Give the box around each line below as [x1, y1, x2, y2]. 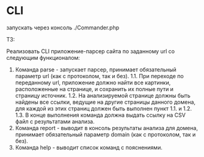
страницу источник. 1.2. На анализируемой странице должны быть [15, 92, 191, 99]
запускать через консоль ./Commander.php [6, 24, 120, 31]
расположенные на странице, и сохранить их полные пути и [15, 85, 174, 92]
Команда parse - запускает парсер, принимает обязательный [15, 65, 177, 73]
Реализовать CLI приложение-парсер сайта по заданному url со [6, 47, 175, 55]
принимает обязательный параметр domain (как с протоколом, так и [15, 131, 196, 138]
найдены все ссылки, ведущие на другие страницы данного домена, [15, 98, 196, 106]
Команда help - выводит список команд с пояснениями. [15, 144, 163, 151]
